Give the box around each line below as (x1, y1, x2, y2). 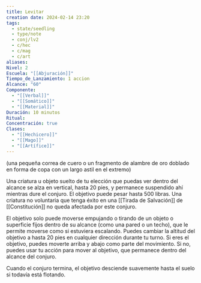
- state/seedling (11, 25, 55, 32)
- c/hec (11, 43, 31, 49)
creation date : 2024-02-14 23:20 (6, 14, 90, 20)
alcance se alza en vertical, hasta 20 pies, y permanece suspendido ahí (6, 184, 183, 191)
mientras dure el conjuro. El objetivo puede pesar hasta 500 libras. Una (6, 190, 182, 197)
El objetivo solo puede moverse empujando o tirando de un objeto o (6, 215, 174, 222)
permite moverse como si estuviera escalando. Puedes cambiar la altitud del (6, 227, 195, 234)
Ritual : (6, 115, 26, 121)
